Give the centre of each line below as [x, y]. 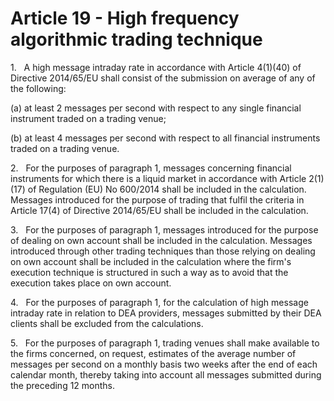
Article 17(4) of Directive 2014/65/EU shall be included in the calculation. [159, 210]
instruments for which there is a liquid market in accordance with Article [158, 178]
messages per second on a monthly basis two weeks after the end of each [164, 364]
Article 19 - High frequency [125, 18]
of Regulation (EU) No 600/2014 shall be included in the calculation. [167, 189]
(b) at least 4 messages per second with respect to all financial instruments [165, 138]
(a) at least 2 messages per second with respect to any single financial [156, 108]
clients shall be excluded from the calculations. [107, 323]
